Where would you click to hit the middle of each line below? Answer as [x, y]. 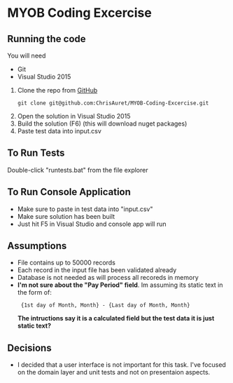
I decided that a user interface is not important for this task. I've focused [121, 365]
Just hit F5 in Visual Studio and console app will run [92, 224]
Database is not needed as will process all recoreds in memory [108, 278]
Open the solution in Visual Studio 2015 [74, 116]
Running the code [47, 39]
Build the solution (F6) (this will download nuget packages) [102, 123]
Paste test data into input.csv [59, 131]
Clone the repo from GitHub [57, 90]
